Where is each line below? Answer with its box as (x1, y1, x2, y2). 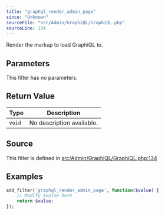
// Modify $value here (16, 193, 72, 198)
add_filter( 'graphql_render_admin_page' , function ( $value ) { (6, 187, 160, 193)
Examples (6, 172, 43, 182)
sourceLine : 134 (6, 25, 46, 31)
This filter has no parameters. (6, 74, 78, 82)
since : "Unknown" (6, 14, 49, 20)
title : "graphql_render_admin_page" (6, 8, 96, 15)
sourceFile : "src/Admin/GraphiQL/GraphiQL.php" (6, 19, 126, 25)
